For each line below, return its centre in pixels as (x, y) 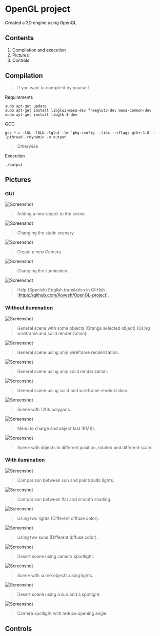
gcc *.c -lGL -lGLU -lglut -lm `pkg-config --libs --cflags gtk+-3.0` (78, 133)
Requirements (19, 97)
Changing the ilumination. (43, 271)
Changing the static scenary (45, 233)
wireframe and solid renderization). (52, 333)
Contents (20, 38)
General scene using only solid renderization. (62, 371)
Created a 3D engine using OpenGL (41, 23)
